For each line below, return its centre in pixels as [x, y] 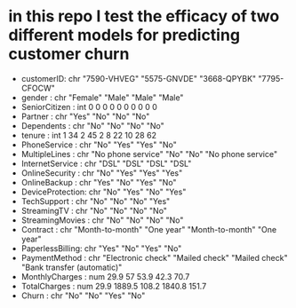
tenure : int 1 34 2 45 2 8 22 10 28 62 [89, 135]
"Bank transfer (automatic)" [72, 267]
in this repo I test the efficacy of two [144, 16]
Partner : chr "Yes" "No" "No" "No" [85, 116]
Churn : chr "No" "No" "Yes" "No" [83, 296]
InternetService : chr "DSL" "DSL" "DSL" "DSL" [106, 163]
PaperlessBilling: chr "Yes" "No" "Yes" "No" [101, 248]
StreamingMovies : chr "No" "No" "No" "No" [102, 220]
